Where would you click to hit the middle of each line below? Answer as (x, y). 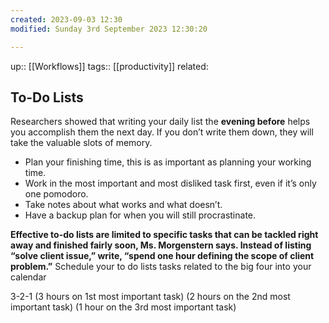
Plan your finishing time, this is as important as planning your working (168, 162)
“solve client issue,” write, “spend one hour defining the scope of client (162, 256)
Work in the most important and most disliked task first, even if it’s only (170, 183)
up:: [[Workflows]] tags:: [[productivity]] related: (109, 66)
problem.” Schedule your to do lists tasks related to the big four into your (161, 267)
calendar (28, 277)
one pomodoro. (56, 194)
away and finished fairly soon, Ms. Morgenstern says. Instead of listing (161, 245)
